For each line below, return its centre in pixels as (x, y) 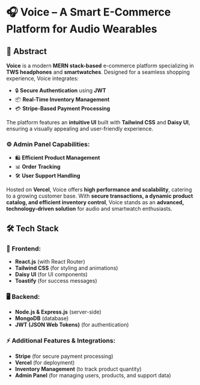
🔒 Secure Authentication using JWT (60, 90)
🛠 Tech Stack (32, 229)
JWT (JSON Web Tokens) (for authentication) (72, 325)
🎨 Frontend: (23, 249)
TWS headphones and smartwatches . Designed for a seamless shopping (98, 72)
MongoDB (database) (42, 318)
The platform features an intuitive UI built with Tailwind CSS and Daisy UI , (98, 122)
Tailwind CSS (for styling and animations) (66, 268)
